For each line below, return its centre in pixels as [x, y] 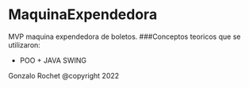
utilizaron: [25, 44]
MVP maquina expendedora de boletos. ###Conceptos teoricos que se [125, 36]
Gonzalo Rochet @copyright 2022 [64, 75]
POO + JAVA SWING [53, 60]
